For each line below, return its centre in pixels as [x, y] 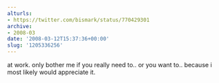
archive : [20, 26]
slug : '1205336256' [35, 45]
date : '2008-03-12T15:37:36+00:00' [58, 39]
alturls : [20, 13]
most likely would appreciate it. [51, 72]
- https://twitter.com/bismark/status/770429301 [78, 20]
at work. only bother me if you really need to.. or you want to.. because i [109, 65]
